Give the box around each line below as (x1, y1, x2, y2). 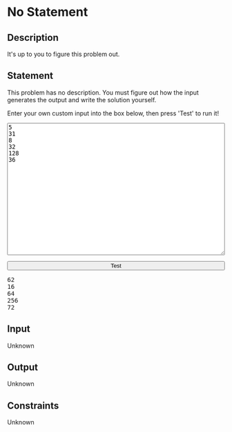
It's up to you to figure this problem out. (7, 50, 120, 58)
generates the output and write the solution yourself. (7, 95, 157, 104)
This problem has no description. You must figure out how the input (7, 88, 199, 97)
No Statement (7, 4, 88, 20)
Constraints (7, 400, 59, 411)
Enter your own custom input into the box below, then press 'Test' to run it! (7, 109, 220, 118)
